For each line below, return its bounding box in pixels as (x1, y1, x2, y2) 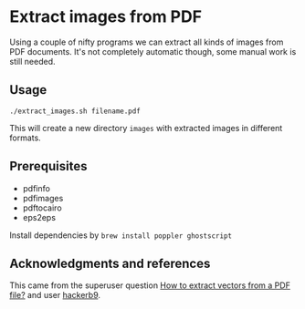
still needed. (9, 56, 57, 67)
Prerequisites (9, 159, 88, 174)
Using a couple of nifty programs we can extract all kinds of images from (9, 36, 284, 47)
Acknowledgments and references (9, 255, 211, 271)
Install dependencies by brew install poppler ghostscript (9, 230, 233, 241)
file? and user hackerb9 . (9, 290, 101, 301)
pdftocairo (22, 202, 62, 213)
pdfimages (22, 192, 64, 203)
